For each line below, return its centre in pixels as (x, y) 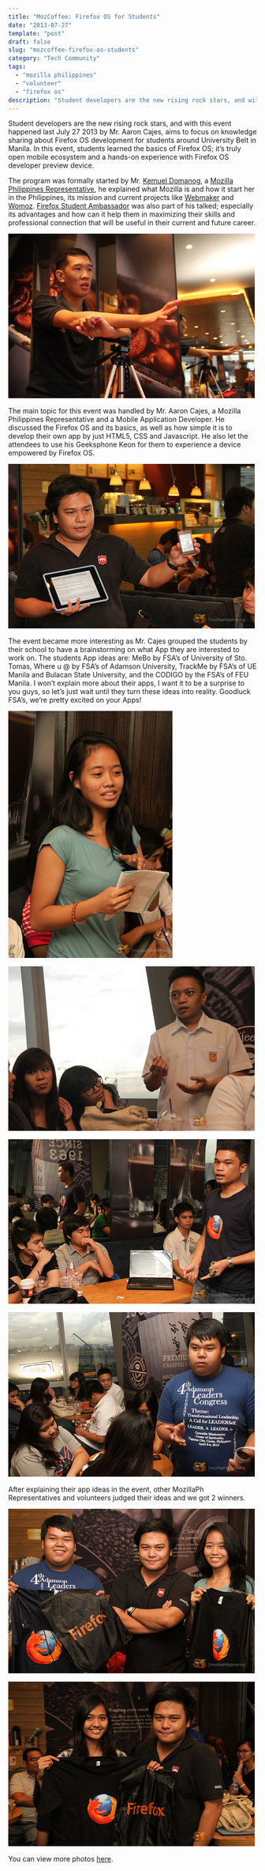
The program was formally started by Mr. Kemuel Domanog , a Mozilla (121, 181)
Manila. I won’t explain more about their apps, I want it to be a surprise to (127, 683)
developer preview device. (51, 165)
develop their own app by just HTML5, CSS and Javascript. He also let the (128, 436)
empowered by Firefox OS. (52, 453)
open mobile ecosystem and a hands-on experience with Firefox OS (119, 157)
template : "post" (37, 33)
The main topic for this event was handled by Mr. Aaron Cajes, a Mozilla (125, 411)
